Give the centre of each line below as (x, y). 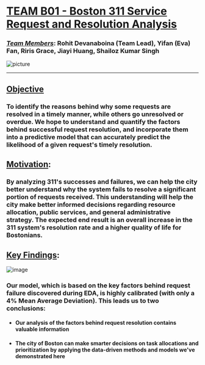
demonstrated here (40, 356)
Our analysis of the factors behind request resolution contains (96, 323)
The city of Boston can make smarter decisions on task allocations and (107, 344)
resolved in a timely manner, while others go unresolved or (95, 114)
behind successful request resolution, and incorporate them (97, 129)
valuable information (42, 329)
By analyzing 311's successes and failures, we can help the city (102, 182)
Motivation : (29, 164)
